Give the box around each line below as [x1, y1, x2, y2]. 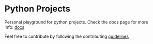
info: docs [4, 24, 25, 30]
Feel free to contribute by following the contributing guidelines [4, 33, 129, 39]
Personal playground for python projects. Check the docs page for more [4, 19, 149, 25]
